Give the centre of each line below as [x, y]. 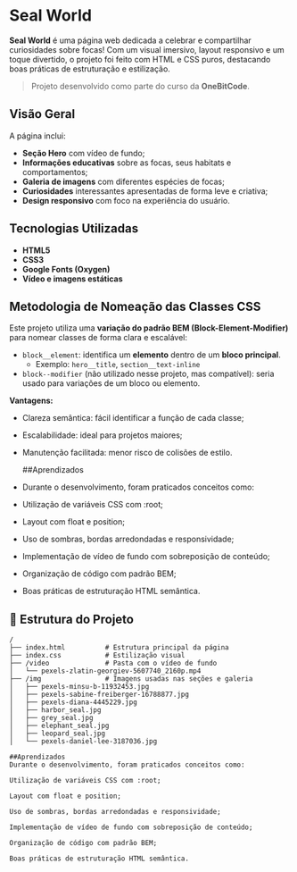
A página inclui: [37, 136]
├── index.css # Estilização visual [97, 656]
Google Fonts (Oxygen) [66, 269]
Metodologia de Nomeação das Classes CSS [135, 306]
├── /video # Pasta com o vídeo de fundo [113, 663]
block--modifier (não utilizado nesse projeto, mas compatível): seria [148, 374]
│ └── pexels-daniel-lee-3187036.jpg [83, 742]
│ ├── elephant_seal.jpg [59, 726]
